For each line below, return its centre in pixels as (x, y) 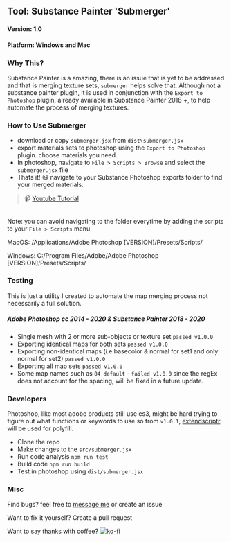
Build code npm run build (53, 464)
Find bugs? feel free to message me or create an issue (85, 505)
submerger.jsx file (43, 170)
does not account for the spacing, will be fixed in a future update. (110, 381)
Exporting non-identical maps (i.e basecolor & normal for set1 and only (118, 351)
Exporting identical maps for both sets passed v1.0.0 (92, 344)
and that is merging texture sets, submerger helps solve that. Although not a (114, 85)
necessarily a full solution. (44, 303)
